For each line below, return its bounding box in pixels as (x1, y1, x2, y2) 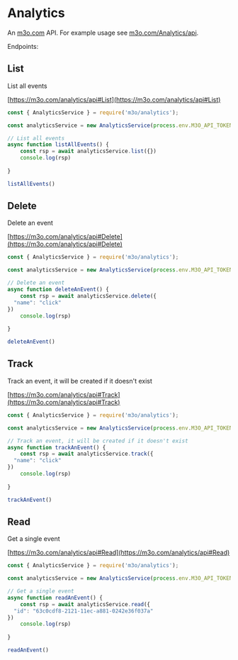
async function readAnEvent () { (7, 594, 103, 601)
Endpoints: (7, 42, 39, 50)
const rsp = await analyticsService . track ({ (20, 450, 154, 458)
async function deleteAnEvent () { (7, 286, 110, 293)
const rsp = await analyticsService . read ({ (20, 600, 151, 608)
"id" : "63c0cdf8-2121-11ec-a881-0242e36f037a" (13, 608, 154, 615)
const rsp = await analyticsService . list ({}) (20, 147, 157, 155)
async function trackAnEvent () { (7, 444, 106, 451)
